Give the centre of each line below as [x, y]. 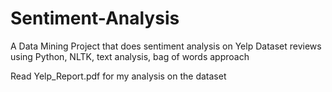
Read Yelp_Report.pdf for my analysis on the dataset [118, 76]
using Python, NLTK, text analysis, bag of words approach [130, 56]
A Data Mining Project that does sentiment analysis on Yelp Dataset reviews [166, 46]
